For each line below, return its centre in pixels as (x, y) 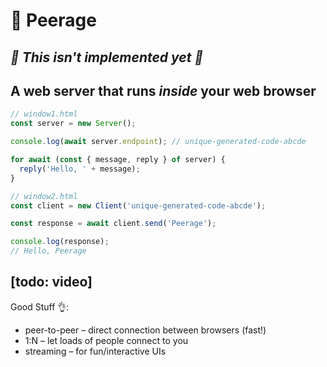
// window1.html (44, 114)
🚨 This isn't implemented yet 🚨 (107, 57)
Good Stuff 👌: (40, 306)
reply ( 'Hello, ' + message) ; (80, 169)
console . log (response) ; (60, 242)
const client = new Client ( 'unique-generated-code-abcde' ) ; (138, 205)
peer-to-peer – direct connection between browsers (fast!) (145, 330)
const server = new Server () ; (73, 124)
